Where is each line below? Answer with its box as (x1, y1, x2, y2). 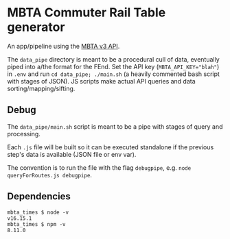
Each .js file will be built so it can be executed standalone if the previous (7, 142, 214, 151)
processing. (7, 129, 41, 138)
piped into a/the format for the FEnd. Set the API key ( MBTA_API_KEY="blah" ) (7, 62, 220, 71)
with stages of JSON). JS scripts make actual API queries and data (7, 77, 196, 85)
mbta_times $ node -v (7, 209, 69, 216)
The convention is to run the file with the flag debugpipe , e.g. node (7, 163, 192, 172)
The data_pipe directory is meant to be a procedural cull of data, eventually (7, 55, 220, 63)
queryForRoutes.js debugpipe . (7, 171, 93, 179)
